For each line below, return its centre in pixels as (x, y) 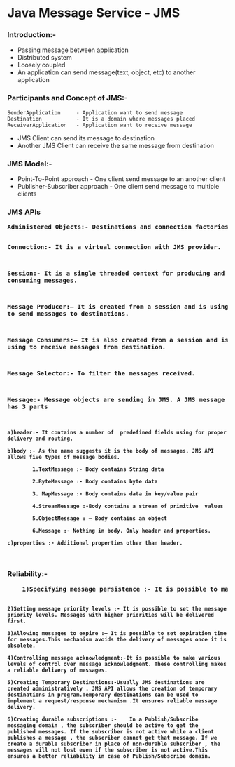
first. (17, 621)
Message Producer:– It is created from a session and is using (118, 307)
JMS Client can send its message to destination (86, 138)
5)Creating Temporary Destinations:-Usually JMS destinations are (106, 682)
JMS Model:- (30, 164)
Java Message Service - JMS (94, 13)
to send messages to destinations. (68, 314)
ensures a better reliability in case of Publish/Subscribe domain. (109, 756)
